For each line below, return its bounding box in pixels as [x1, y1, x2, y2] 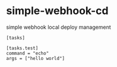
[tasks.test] [6, 45, 39, 51]
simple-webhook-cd [6, 4, 109, 18]
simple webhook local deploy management [6, 24, 111, 31]
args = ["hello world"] [6, 55, 65, 61]
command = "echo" [6, 50, 49, 56]
